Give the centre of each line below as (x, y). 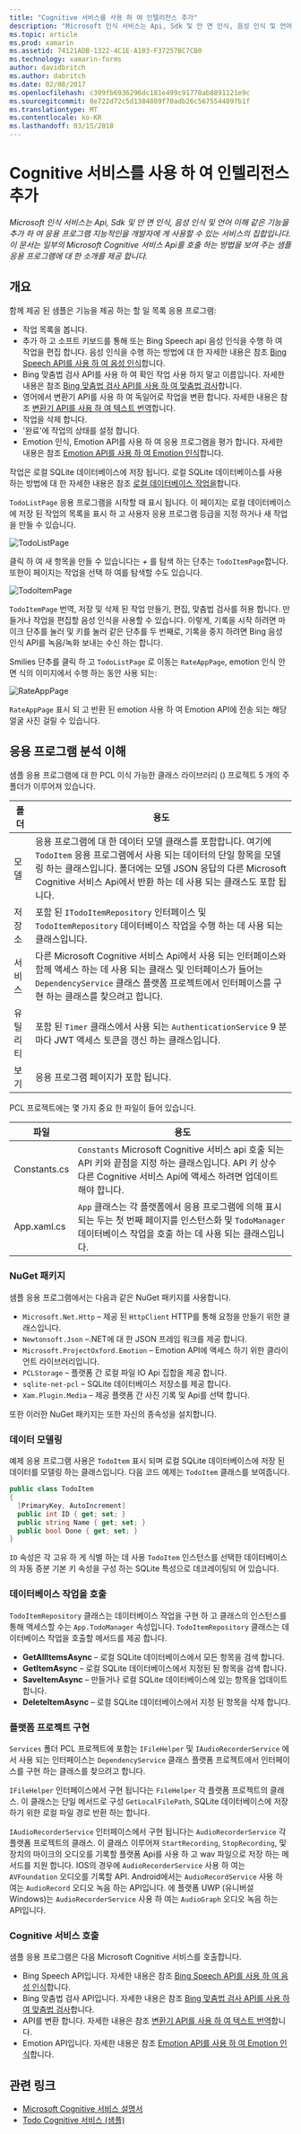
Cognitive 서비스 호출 (54, 1936)
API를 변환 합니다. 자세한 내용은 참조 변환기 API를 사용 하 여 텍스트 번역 (146, 2021)
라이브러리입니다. (69, 1361)
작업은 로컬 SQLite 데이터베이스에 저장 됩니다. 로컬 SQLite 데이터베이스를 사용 (146, 471)
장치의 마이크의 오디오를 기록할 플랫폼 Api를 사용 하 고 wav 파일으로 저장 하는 (145, 1854)
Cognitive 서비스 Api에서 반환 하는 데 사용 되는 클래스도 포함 (155, 882)
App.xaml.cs (40, 1226)
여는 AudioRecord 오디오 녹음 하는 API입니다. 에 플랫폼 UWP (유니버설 (132, 1887)
